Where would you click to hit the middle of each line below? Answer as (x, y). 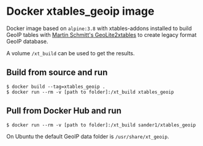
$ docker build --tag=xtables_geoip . (56, 86)
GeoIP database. (27, 41)
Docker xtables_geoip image (80, 11)
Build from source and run (57, 73)
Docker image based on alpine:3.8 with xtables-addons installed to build (99, 28)
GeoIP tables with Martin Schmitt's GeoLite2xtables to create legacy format (101, 34)
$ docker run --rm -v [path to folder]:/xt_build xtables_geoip (90, 92)
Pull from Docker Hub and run (64, 111)
